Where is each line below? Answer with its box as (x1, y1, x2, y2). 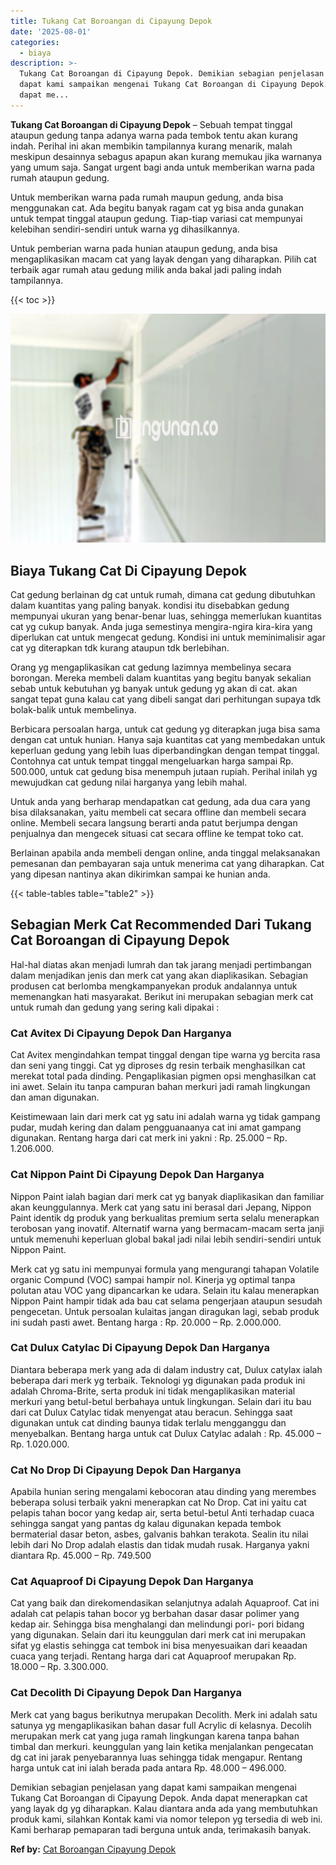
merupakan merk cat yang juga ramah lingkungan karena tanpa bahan (10, 1730, 300, 1742)
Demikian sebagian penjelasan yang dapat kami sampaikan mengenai (10, 1781, 297, 1793)
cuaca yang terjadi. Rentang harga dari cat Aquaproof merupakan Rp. (10, 1650, 297, 1662)
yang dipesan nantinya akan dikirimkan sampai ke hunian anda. (10, 868, 271, 880)
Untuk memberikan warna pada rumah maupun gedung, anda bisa (10, 191, 284, 203)
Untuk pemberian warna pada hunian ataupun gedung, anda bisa (10, 242, 278, 254)
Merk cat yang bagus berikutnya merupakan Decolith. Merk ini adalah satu (10, 1708, 318, 1720)
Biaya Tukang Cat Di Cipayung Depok (10, 562, 247, 579)
